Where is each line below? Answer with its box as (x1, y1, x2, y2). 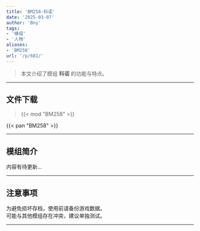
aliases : (6, 42, 28, 48)
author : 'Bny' (6, 20, 42, 26)
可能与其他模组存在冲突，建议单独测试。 (6, 212, 105, 220)
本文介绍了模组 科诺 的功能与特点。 (20, 69, 108, 77)
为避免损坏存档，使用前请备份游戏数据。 (6, 205, 105, 212)
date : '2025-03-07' (6, 14, 55, 20)
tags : (6, 25, 20, 31)
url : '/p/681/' (6, 53, 44, 59)
